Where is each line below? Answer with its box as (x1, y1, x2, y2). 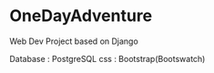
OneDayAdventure (9, 5, 153, 26)
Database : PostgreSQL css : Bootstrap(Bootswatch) (9, 53, 206, 64)
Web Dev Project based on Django (9, 36, 138, 47)
